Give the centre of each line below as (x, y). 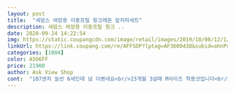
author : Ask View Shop (40, 72)
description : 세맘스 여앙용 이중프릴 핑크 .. (66, 27)
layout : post (26, 14)
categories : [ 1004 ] (36, 53)
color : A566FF (28, 59)
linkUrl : (20, 46)
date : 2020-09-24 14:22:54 (47, 33)
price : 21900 (26, 66)
